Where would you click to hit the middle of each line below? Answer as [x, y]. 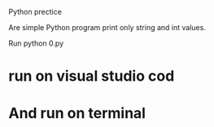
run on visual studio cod [92, 76]
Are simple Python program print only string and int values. [107, 27]
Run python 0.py [36, 43]
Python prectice [35, 12]
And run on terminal [77, 114]
